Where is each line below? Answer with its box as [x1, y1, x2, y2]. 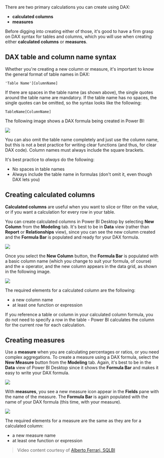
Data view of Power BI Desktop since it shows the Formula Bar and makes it [5, 365, 159, 371]
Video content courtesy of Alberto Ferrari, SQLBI [17, 447, 116, 453]
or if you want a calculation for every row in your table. [5, 209, 116, 215]
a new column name [12, 296, 53, 302]
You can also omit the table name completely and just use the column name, [5, 136, 159, 142]
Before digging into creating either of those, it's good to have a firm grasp [5, 28, 154, 34]
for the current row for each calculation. [5, 322, 86, 328]
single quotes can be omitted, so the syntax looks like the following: [5, 100, 142, 106]
